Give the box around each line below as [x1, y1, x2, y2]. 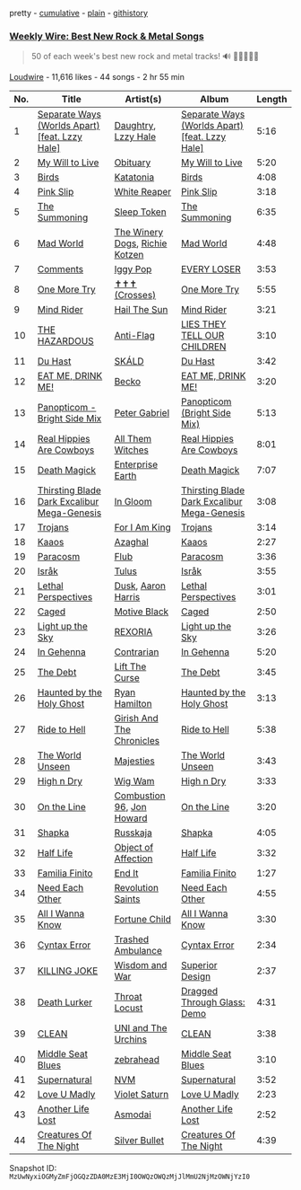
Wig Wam [114, 775, 155, 788]
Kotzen [114, 249, 144, 261]
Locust [114, 1001, 143, 1014]
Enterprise [114, 458, 159, 471]
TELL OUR [180, 330, 225, 342]
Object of [114, 842, 154, 854]
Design [180, 970, 211, 983]
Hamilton [114, 698, 152, 710]
